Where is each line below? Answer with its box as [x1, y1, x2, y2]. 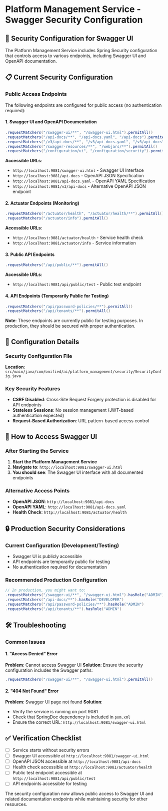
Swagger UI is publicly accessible [12, 553, 82, 559]
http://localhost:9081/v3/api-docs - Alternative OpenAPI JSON [12, 183, 146, 189]
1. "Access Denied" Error [5, 651, 58, 657]
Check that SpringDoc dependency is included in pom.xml [12, 714, 131, 720]
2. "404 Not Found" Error [5, 688, 59, 694]
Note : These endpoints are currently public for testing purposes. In [5, 318, 143, 324]
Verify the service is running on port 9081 [12, 709, 98, 715]
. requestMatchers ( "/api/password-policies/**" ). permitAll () [5, 304, 133, 309]
